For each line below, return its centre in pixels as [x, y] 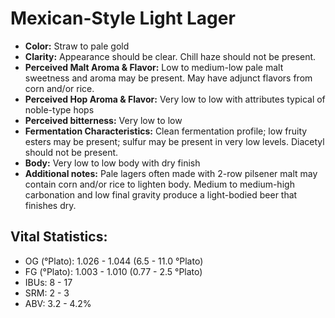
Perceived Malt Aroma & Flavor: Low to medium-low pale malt [154, 67]
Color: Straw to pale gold [77, 46]
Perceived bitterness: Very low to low [103, 120]
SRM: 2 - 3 [47, 293]
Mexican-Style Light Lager [123, 18]
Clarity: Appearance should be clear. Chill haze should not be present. [170, 56]
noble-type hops [59, 109]
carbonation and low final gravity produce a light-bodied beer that [161, 194]
